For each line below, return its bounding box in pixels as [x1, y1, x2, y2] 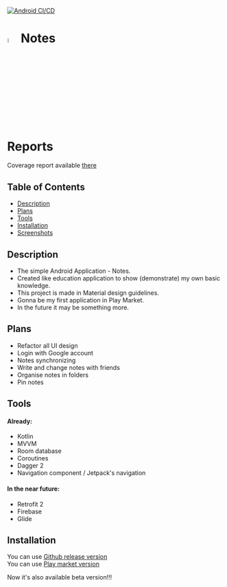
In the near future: [7, 485, 60, 493]
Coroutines [16, 454, 49, 463]
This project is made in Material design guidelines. [16, 289, 160, 297]
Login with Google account [16, 348, 94, 357]
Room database [16, 447, 62, 455]
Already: [7, 417, 33, 425]
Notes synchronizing [16, 356, 76, 364]
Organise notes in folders [16, 370, 89, 379]
